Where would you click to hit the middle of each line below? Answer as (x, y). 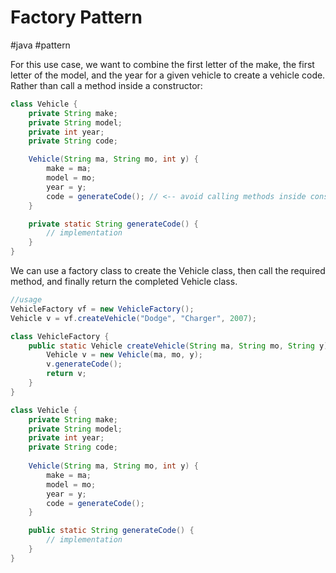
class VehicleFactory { (60, 336)
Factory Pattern (76, 17)
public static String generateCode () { (111, 531)
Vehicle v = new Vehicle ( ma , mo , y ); (124, 355)
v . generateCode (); (84, 364)
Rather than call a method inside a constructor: (106, 85)
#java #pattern (40, 45)
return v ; (66, 374)
